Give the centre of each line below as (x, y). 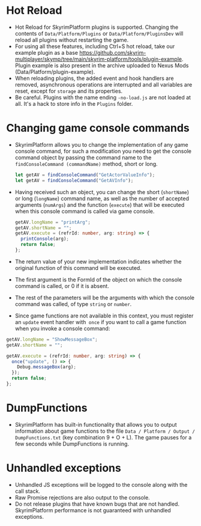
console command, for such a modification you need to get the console (103, 151)
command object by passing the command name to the (83, 157)
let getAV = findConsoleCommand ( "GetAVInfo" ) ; (74, 180)
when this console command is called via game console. (85, 211)
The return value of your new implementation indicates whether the (98, 261)
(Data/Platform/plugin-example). (55, 72)
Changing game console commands (98, 128)
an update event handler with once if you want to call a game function (100, 322)
